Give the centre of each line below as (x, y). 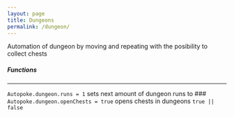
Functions (22, 70)
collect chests (27, 54)
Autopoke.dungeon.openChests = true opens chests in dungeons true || (111, 101)
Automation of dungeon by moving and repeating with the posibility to (107, 47)
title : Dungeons (31, 20)
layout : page (26, 14)
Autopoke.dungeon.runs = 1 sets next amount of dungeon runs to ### (107, 94)
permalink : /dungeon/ (39, 26)
